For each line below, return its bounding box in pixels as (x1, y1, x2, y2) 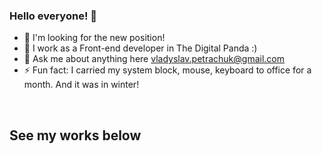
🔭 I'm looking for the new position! (23, 32, 166, 44)
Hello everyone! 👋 (9, 9, 98, 23)
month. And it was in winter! (23, 79, 140, 91)
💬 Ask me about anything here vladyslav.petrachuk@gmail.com (23, 53, 286, 65)
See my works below (9, 127, 142, 144)
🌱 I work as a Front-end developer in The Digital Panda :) (23, 42, 258, 54)
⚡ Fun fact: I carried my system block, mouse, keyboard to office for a (23, 64, 312, 76)
